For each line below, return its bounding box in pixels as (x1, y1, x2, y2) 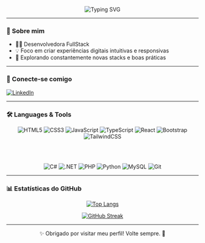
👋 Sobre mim (6, 26, 45, 35)
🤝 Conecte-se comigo (6, 75, 72, 84)
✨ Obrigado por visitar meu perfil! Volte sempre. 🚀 (39, 230, 166, 238)
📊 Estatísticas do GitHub (6, 184, 82, 192)
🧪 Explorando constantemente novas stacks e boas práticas (15, 54, 167, 61)
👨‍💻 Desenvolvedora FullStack (15, 40, 90, 48)
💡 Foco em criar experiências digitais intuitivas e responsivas (15, 47, 170, 54)
